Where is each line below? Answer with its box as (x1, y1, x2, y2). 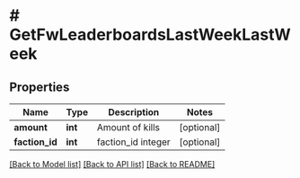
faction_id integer (96, 136, 171, 148)
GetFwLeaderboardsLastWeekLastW (9, 24, 291, 45)
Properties (9, 79, 70, 94)
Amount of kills (96, 121, 160, 133)
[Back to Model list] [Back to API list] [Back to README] (9, 159, 216, 169)
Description (108, 106, 160, 118)
